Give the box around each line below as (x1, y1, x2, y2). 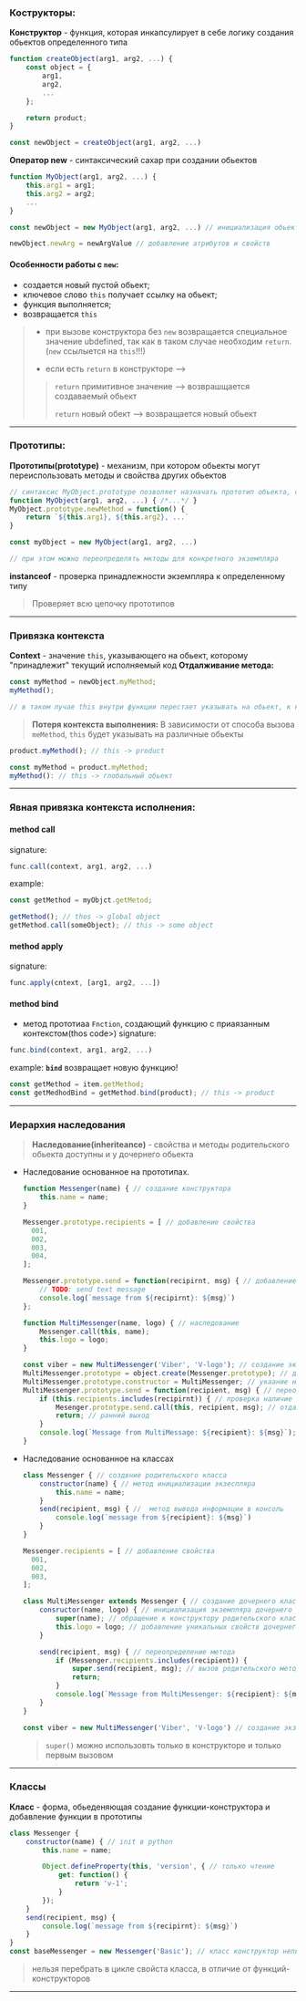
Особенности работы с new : (9, 258, 119, 270)
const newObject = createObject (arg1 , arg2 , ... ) (9, 139, 202, 148)
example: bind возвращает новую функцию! (9, 1063, 178, 1073)
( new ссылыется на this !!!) (45, 345, 146, 357)
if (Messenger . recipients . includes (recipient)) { (56, 1655, 248, 1665)
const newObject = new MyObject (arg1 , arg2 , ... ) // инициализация (9, 223, 271, 232)
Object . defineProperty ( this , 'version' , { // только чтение (42, 1862, 275, 1871)
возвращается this (22, 308, 97, 319)
